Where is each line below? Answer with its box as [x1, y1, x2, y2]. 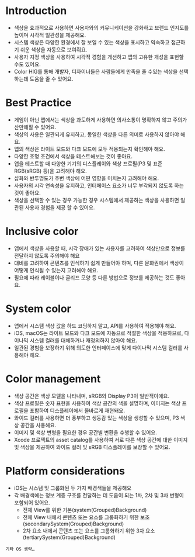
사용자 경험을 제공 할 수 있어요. [25, 203, 95, 211]
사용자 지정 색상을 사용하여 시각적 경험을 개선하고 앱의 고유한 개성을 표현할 [13, 53, 184, 60]
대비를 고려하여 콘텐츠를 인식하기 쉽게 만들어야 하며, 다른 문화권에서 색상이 [13, 259, 184, 267]
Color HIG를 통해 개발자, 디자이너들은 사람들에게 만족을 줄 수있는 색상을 [13, 68, 178, 75]
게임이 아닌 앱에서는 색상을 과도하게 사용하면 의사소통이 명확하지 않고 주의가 [13, 116, 187, 123]
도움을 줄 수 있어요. [29, 75, 74, 82]
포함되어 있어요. [13, 499, 50, 506]
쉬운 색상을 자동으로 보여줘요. [20, 46, 88, 53]
